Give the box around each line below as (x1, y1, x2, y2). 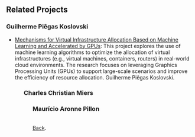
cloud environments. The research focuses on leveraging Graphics (14, 61, 177, 68)
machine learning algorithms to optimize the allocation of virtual (14, 49, 170, 56)
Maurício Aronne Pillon (32, 104, 100, 113)
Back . (32, 124, 47, 131)
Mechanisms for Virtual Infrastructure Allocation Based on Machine (14, 36, 178, 43)
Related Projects (6, 5, 68, 15)
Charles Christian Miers (23, 88, 93, 97)
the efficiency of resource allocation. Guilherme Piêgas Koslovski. (14, 74, 175, 81)
